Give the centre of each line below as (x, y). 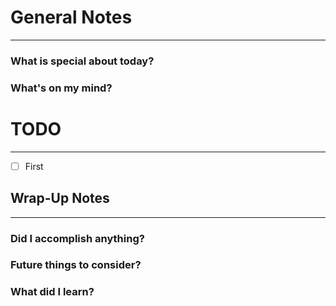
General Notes (71, 17)
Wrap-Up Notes (60, 198)
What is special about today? (82, 61)
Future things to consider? (76, 265)
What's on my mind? (61, 88)
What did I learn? (52, 292)
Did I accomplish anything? (77, 238)
